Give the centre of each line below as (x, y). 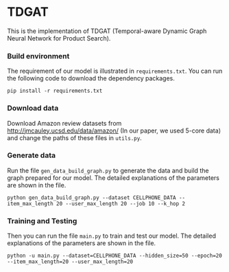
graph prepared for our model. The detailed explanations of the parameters (113, 178)
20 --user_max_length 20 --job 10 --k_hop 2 (121, 203)
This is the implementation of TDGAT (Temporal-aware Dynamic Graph (107, 31)
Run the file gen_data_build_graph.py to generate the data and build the (108, 170)
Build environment (38, 56)
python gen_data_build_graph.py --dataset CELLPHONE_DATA (92, 197)
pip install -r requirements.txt (55, 91)
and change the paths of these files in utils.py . (74, 137)
